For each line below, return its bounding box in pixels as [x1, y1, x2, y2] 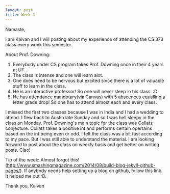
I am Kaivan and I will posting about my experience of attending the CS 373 [5, 36, 164, 42]
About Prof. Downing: [5, 51, 51, 58]
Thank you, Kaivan [5, 183, 44, 189]
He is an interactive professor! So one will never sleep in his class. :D [12, 88, 158, 94]
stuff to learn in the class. [12, 82, 66, 89]
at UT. [12, 67, 26, 73]
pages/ [5, 168, 20, 174]
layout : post [5, 7, 33, 13]
